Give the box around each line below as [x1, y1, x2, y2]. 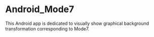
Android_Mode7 [5, 4, 74, 15]
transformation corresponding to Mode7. [5, 25, 89, 31]
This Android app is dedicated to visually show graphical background [5, 20, 149, 26]
